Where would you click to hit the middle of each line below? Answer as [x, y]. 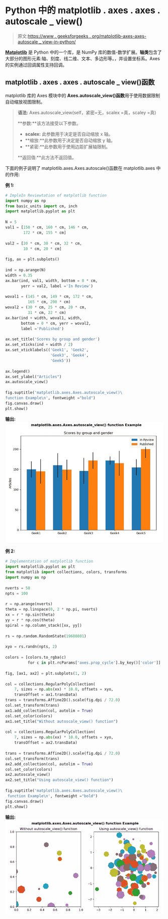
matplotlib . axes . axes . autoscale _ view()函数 [80, 82]
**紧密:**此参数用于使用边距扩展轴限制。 [68, 147]
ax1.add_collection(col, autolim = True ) [49, 711]
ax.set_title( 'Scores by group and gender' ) [53, 339]
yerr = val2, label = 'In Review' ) [57, 286]
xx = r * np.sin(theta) [30, 615]
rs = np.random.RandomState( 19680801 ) [46, 636]
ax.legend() [18, 371]
